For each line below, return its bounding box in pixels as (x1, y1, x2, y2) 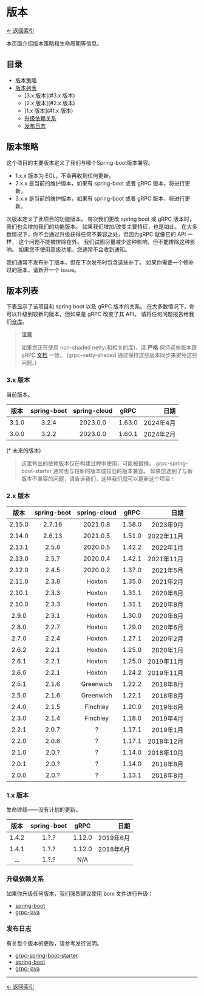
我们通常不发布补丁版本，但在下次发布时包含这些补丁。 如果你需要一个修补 (6, 258, 194, 266)
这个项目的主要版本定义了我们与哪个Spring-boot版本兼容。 (6, 159, 154, 166)
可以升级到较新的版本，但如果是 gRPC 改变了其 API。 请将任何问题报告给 (6, 311, 189, 318)
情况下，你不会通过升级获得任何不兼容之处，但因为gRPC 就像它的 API (11, 230, 186, 238)
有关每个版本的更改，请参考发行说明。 (6, 939, 102, 947)
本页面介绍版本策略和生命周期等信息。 (6, 40, 102, 47)
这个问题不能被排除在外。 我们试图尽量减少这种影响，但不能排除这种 (18, 238, 190, 245)
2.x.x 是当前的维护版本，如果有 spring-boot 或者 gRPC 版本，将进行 (15, 179, 185, 187)
